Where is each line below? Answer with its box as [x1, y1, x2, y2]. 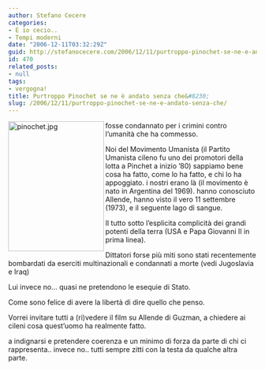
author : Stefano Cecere [8, 11, 87, 20]
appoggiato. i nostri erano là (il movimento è [105, 178, 248, 187]
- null [8, 70, 30, 78]
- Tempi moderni [8, 33, 62, 42]
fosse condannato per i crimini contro [105, 121, 227, 131]
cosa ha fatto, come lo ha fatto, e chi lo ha [105, 170, 242, 179]
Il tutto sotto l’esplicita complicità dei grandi [105, 218, 247, 228]
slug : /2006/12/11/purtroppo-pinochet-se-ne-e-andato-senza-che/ [8, 99, 227, 107]
